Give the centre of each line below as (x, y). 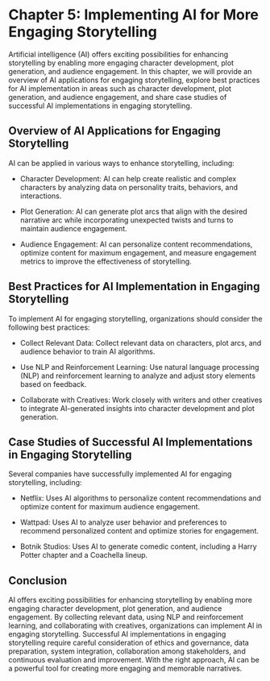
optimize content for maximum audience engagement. (110, 507)
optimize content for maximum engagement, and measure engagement (138, 252)
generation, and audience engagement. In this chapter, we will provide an (130, 71)
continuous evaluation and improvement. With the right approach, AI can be (134, 660)
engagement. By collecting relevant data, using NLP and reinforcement (126, 617)
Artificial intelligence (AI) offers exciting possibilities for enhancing (118, 54)
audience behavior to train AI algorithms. (87, 351)
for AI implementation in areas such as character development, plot (120, 88)
